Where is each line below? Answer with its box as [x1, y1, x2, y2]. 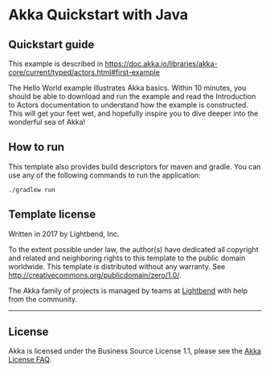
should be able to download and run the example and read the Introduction [8, 92, 256, 101]
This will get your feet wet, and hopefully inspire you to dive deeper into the [8, 108, 259, 118]
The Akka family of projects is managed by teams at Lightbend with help [8, 285, 248, 295]
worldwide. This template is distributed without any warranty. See [8, 261, 226, 271]
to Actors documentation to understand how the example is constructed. [8, 100, 249, 109]
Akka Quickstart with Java [8, 6, 189, 24]
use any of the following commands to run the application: [8, 170, 201, 180]
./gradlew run [8, 186, 56, 194]
